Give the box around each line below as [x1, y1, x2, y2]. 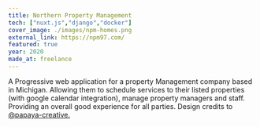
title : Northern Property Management [8, 11, 132, 20]
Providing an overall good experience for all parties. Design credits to [8, 101, 233, 111]
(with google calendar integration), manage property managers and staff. [8, 93, 246, 103]
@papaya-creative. [8, 110, 71, 119]
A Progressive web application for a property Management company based [8, 76, 253, 86]
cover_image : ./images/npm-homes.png [8, 26, 132, 34]
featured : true [8, 41, 58, 49]
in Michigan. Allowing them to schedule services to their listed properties [8, 85, 245, 94]
